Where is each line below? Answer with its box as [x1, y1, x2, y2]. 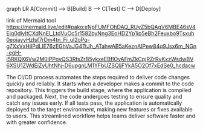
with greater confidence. [6, 119, 68, 126]
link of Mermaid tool [6, 17, 56, 24]
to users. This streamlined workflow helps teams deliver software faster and [6, 112, 196, 119]
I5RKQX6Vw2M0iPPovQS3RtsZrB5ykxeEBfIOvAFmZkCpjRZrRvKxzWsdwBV [6, 56, 194, 62]
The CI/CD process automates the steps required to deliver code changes [6, 74, 190, 81]
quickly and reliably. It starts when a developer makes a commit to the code [6, 80, 195, 87]
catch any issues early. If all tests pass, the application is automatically [6, 99, 182, 107]
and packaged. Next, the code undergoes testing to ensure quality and [6, 93, 182, 100]
